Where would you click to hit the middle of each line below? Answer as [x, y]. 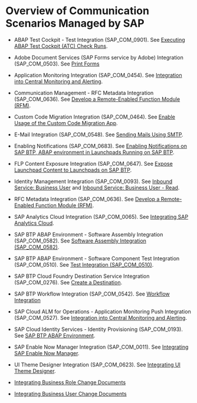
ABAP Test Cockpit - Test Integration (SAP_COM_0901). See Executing [99, 40]
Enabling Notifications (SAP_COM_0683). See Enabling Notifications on [100, 146]
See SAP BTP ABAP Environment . [55, 335]
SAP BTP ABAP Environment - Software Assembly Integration [88, 234]
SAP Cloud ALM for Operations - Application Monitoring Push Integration [102, 312]
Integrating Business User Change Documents [70, 394]
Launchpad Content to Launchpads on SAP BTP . [73, 170]
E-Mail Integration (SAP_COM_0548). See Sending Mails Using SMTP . [98, 135]
